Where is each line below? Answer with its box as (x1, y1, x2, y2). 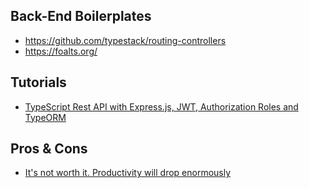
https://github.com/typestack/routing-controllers (24, 34, 227, 46)
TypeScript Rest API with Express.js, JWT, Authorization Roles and (24, 100, 299, 113)
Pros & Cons (10, 140, 88, 158)
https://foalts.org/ (24, 45, 98, 57)
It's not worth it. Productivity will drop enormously (24, 167, 232, 179)
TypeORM (24, 111, 67, 123)
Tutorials (10, 74, 67, 91)
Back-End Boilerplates (10, 8, 152, 25)
